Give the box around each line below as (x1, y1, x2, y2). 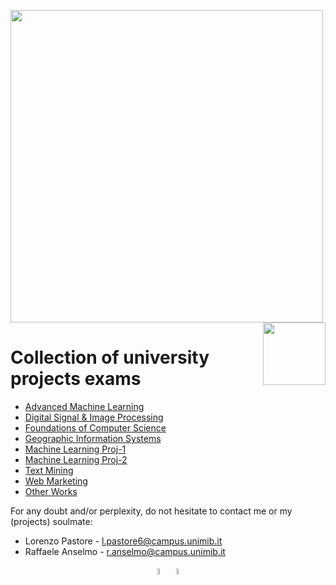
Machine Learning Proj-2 (24, 453, 128, 465)
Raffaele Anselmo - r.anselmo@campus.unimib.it (24, 545, 226, 557)
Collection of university (10, 346, 210, 369)
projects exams (10, 368, 142, 390)
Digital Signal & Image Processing (24, 411, 164, 423)
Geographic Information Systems (24, 432, 162, 444)
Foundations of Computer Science (24, 421, 167, 434)
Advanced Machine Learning (24, 400, 145, 412)
